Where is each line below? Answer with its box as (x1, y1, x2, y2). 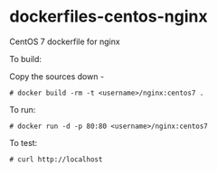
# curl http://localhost (9, 155, 103, 164)
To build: (9, 53, 42, 64)
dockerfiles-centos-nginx (9, 6, 208, 27)
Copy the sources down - (9, 70, 105, 82)
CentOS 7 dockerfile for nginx (9, 36, 120, 47)
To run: (9, 104, 36, 114)
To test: (9, 137, 38, 148)
